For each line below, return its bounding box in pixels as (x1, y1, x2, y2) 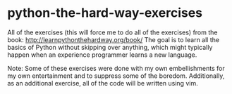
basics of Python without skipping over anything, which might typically (7, 43, 213, 51)
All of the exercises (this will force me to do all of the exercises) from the (7, 28, 218, 36)
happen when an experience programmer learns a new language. (7, 51, 197, 59)
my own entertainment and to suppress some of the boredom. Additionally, (7, 72, 225, 80)
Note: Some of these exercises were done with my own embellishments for (7, 64, 225, 72)
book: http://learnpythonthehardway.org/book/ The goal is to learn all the (7, 35, 220, 43)
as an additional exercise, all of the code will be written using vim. (7, 79, 199, 87)
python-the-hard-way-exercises (7, 5, 203, 21)
